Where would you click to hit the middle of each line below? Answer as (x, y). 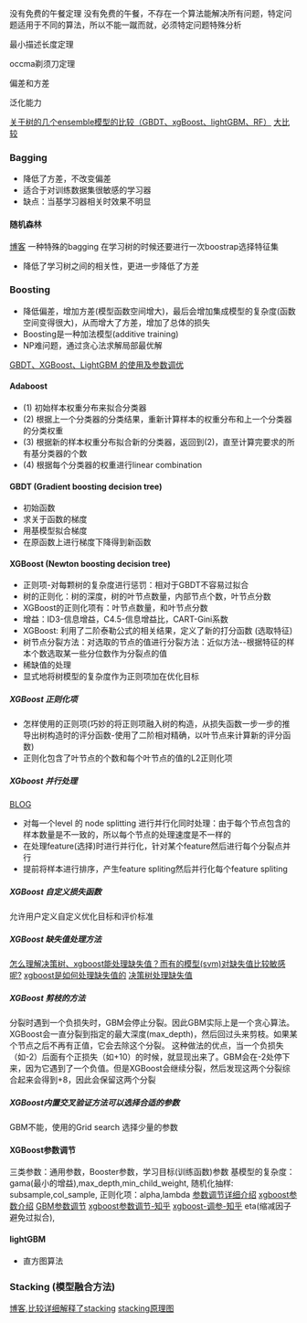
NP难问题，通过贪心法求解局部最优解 (92, 345)
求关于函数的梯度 (55, 519)
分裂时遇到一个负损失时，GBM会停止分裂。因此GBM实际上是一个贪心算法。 (152, 1023)
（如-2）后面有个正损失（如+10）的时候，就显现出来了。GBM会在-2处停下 (150, 1057)
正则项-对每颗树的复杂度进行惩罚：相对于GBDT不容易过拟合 (136, 585)
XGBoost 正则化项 (43, 699)
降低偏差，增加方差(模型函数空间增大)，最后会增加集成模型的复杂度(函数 (159, 311)
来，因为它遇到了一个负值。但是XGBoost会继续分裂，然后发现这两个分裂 (146, 1069)
